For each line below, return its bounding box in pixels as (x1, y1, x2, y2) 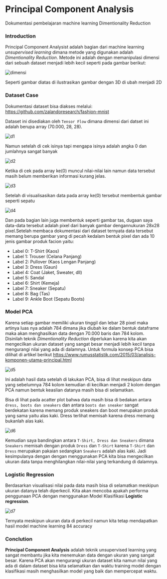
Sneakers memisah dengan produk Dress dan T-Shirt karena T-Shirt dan (5, 442, 155, 448)
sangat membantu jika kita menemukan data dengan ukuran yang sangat (5, 552, 155, 558)
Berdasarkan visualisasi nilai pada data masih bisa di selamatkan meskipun (5, 482, 159, 488)
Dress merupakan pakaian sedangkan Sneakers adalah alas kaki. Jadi (5, 448, 147, 454)
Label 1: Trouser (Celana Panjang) (12, 253, 82, 259)
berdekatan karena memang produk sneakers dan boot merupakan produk (5, 407, 159, 413)
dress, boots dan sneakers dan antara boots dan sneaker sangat (5, 402, 139, 408)
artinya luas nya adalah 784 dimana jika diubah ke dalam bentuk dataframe (5, 325, 159, 331)
